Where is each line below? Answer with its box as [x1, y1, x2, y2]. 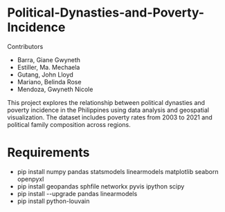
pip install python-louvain [17, 197, 90, 205]
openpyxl [17, 175, 44, 183]
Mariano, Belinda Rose [17, 77, 82, 86]
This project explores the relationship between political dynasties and [7, 98, 206, 106]
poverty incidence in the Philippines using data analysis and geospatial [7, 106, 210, 114]
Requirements [7, 145, 90, 160]
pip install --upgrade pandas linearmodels [17, 189, 138, 197]
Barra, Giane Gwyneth [17, 55, 81, 64]
